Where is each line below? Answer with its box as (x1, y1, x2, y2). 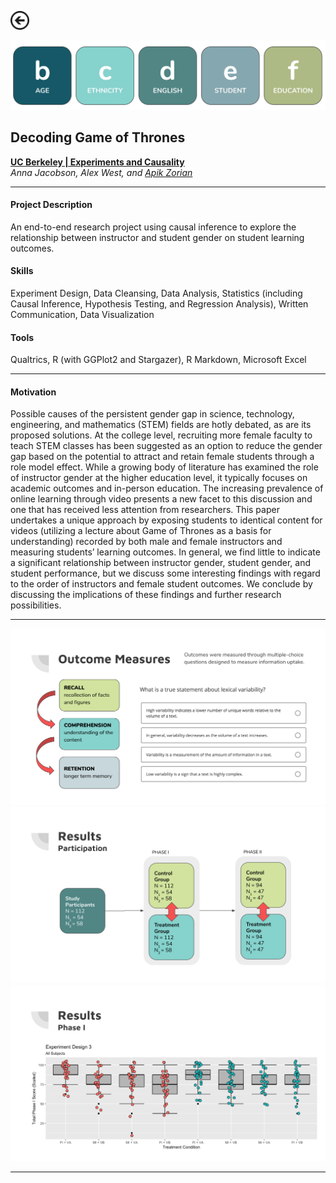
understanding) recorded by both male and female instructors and (10, 536, 283, 548)
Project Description (10, 199, 93, 211)
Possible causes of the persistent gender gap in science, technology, (10, 408, 295, 420)
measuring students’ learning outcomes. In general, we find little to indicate (10, 546, 321, 558)
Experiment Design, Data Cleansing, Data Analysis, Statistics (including (10, 287, 303, 299)
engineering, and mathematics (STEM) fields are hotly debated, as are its (10, 419, 312, 431)
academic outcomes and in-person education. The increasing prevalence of (10, 482, 324, 495)
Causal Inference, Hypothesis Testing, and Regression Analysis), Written (10, 297, 309, 310)
